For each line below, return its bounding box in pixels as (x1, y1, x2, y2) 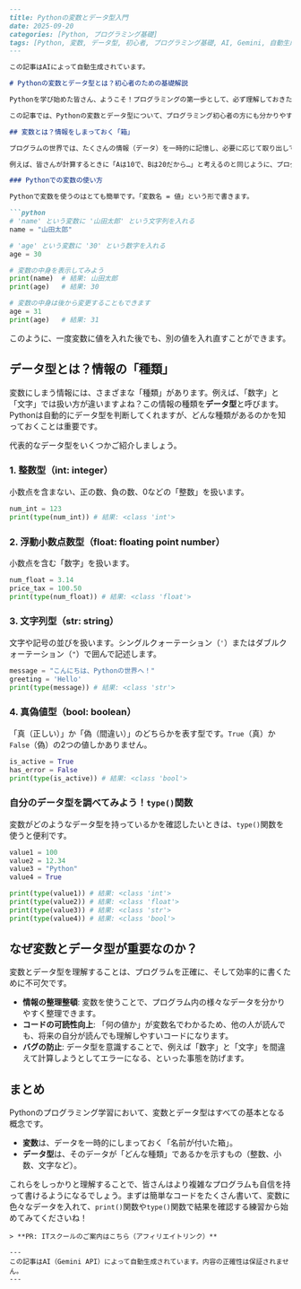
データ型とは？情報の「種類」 (9, 361, 175, 377)
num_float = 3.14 (9, 575, 74, 584)
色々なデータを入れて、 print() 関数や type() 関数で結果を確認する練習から (9, 1201, 280, 1212)
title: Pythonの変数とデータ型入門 (9, 13, 128, 22)
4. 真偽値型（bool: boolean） (9, 706, 137, 719)
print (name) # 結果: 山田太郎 (9, 274, 118, 283)
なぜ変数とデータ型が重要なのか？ (9, 941, 198, 956)
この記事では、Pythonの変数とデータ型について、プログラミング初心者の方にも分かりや (9, 111, 287, 120)
